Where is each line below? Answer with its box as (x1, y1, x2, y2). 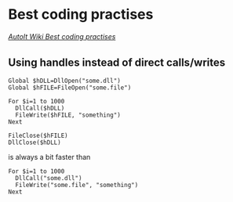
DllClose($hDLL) (8, 139, 61, 146)
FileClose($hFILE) (8, 132, 68, 139)
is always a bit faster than (8, 152, 91, 161)
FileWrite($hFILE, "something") (15, 111, 122, 119)
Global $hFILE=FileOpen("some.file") (8, 84, 132, 92)
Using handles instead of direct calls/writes (8, 56, 226, 70)
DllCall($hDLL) (15, 104, 65, 112)
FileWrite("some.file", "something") (15, 181, 139, 189)
